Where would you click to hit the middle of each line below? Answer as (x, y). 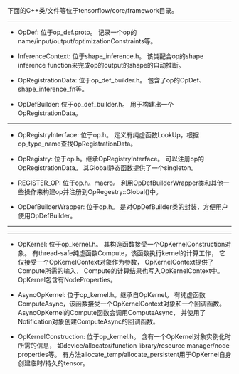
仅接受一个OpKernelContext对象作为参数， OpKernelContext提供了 (116, 262)
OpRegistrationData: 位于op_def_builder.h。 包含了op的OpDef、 (111, 80)
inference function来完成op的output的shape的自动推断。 (101, 65)
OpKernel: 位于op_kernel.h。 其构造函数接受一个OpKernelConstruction (121, 244)
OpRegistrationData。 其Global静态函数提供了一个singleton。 (107, 168)
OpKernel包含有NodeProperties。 (67, 280)
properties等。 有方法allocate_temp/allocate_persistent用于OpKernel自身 (124, 354)
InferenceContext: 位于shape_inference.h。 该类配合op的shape (111, 56)
